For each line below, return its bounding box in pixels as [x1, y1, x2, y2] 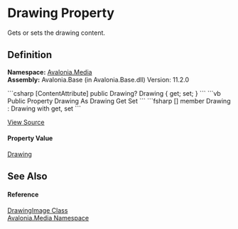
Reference [7, 190, 39, 199]
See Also [7, 170, 48, 182]
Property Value [7, 134, 53, 143]
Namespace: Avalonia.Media [7, 67, 92, 76]
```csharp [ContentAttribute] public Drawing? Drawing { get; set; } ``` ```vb [7, 89, 222, 97]
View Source [7, 118, 45, 126]
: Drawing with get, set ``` [7, 104, 82, 113]
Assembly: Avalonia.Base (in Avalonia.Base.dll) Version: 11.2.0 [7, 75, 190, 84]
